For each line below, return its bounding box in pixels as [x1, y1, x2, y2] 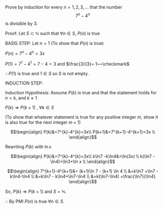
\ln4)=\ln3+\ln [50, 158, 78, 165]
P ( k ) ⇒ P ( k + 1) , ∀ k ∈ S [5, 104, 54, 110]
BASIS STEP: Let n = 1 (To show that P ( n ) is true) [5, 40, 104, 46]
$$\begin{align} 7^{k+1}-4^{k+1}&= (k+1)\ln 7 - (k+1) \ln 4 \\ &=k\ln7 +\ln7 [7, 168, 155, 174]
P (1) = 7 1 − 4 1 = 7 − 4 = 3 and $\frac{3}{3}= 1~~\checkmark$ [5, 60, 130, 67]
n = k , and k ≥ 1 [5, 95, 37, 101]
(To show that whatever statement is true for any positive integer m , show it [5, 114, 159, 120]
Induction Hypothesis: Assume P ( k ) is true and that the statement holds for [5, 89, 157, 95]
